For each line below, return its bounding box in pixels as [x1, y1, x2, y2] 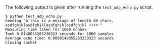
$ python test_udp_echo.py [5, 14, 62, 19]
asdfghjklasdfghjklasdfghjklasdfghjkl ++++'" [5, 22, 102, 27]
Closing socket [5, 40, 37, 45]
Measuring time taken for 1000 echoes [5, 27, 87, 32]
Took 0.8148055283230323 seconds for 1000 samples [5, 31, 114, 36]
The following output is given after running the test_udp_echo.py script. [5, 4, 153, 10]
